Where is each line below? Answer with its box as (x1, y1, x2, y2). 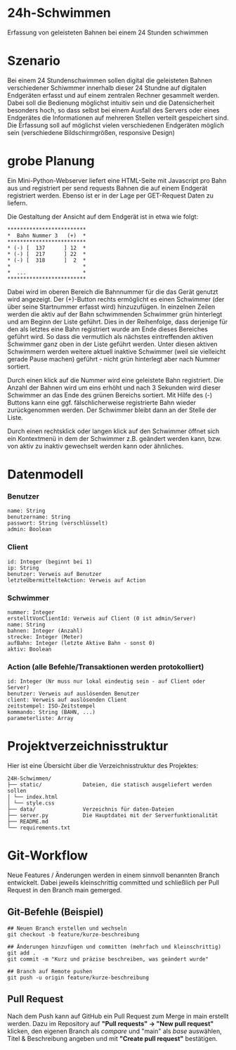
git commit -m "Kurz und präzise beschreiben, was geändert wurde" (7, 955, 209, 963)
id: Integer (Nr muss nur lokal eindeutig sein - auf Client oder (7, 678, 206, 685)
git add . (7, 949, 37, 956)
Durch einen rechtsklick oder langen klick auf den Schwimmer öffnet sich (7, 427, 220, 435)
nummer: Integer (7, 608, 55, 616)
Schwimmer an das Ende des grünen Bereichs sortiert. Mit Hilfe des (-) (7, 390, 213, 399)
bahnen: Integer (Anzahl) (7, 627, 83, 634)
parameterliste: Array (7, 715, 74, 722)
